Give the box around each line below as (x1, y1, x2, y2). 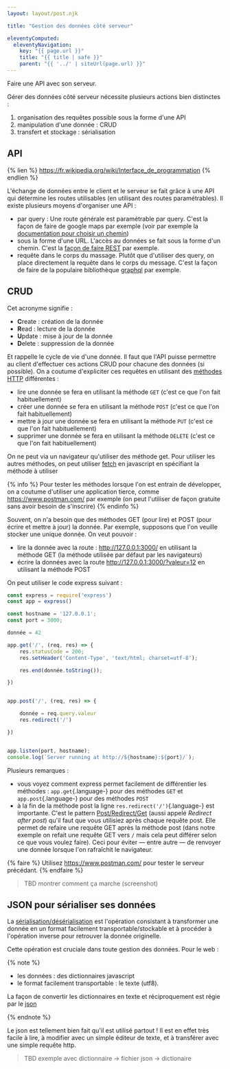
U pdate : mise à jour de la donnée (16, 331, 113, 340)
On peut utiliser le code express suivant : (7, 578, 123, 586)
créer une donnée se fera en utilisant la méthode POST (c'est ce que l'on (16, 402, 220, 410)
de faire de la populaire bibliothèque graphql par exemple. (16, 265, 181, 274)
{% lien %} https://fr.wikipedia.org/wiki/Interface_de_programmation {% (7, 166, 211, 174)
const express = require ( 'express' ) (7, 592, 112, 599)
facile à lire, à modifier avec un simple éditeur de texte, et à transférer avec (7, 1034, 220, 1042)
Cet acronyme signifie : (7, 304, 73, 312)
